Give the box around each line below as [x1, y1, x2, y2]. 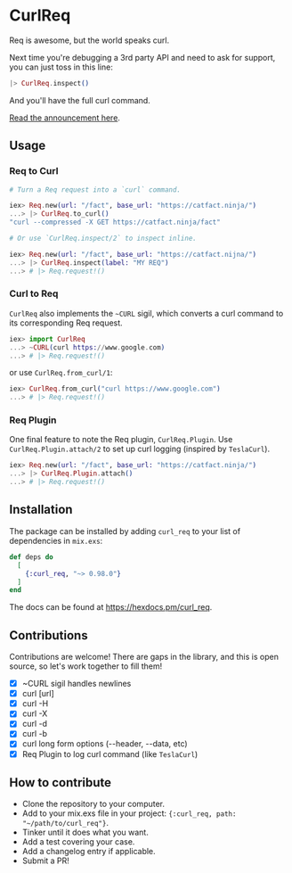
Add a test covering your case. [21, 836, 135, 847]
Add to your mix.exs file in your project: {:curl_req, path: [21, 808, 237, 819]
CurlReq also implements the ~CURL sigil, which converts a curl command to [9, 308, 284, 318]
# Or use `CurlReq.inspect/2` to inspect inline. [9, 234, 198, 243]
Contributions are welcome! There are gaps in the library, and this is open [9, 652, 279, 663]
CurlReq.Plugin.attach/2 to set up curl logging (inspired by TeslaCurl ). [9, 443, 270, 455]
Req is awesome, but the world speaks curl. [9, 35, 170, 45]
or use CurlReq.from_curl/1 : [9, 367, 113, 378]
